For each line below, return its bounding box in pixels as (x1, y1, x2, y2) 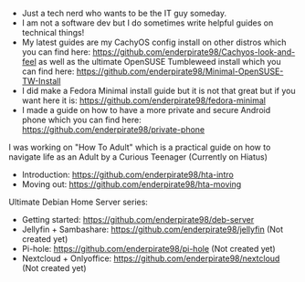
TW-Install (21, 76, 61, 86)
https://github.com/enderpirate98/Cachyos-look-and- (92, 47, 296, 57)
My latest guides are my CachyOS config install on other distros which (21, 37, 287, 47)
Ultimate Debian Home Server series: (8, 196, 148, 207)
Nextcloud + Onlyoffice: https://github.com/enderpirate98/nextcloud (21, 253, 280, 264)
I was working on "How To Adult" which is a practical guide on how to (8, 141, 271, 152)
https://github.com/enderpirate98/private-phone (21, 124, 205, 135)
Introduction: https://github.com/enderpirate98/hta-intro (21, 169, 234, 180)
